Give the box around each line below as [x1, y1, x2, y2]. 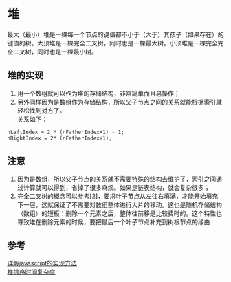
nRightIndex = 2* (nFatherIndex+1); [7, 135, 112, 142]
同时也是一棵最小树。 [36, 47, 98, 56]
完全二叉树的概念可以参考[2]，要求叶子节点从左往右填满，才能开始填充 [16, 192, 219, 200]
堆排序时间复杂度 [7, 268, 56, 276]
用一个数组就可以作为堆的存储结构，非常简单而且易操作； [16, 89, 180, 97]
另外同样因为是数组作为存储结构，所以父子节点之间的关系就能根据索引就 [16, 98, 222, 106]
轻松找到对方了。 [16, 106, 66, 114]
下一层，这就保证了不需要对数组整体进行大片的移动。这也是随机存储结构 [16, 200, 222, 208]
